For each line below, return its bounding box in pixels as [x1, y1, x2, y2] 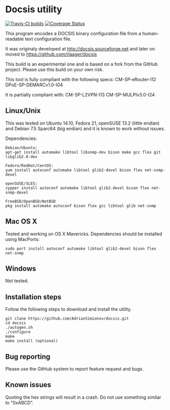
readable [5, 36, 24, 42]
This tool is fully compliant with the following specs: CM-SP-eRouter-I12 [5, 76, 157, 82]
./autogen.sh [5, 325, 33, 330]
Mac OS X [5, 217, 37, 226]
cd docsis [5, 321, 27, 326]
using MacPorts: [5, 236, 40, 242]
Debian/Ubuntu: [5, 145, 38, 150]
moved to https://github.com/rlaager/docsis [5, 51, 97, 57]
